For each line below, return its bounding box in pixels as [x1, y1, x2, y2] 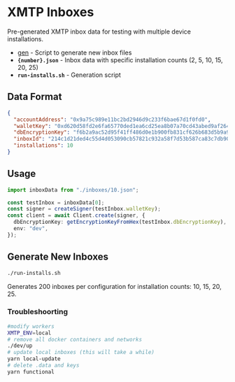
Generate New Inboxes [7, 251, 109, 263]
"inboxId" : [13, 136, 45, 143]
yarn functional [7, 368, 55, 375]
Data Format [7, 91, 62, 103]
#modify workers [7, 323, 55, 330]
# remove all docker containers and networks [7, 336, 142, 343]
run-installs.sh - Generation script [17, 71, 121, 79]
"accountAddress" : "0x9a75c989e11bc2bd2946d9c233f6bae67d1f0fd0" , [13, 116, 211, 123]
